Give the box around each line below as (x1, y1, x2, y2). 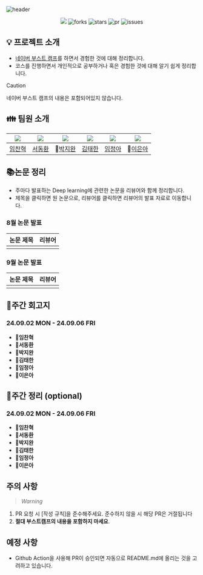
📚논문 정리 (6, 167, 47, 178)
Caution (6, 82, 26, 89)
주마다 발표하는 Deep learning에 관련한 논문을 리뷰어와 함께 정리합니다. (15, 187, 185, 194)
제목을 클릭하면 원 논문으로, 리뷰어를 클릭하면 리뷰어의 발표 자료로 (15, 194, 171, 202)
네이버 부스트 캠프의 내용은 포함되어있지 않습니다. (6, 94, 123, 101)
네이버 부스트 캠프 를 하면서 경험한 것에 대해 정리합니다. (15, 55, 145, 62)
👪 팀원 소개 (6, 114, 50, 124)
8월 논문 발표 (6, 219, 42, 227)
